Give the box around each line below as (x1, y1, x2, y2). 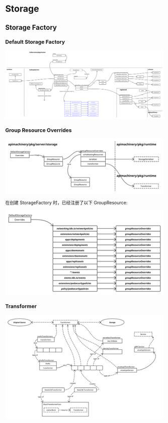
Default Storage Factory (5, 38, 65, 45)
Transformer (5, 302, 37, 309)
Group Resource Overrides (5, 127, 72, 134)
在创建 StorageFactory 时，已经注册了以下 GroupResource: (5, 199, 128, 205)
